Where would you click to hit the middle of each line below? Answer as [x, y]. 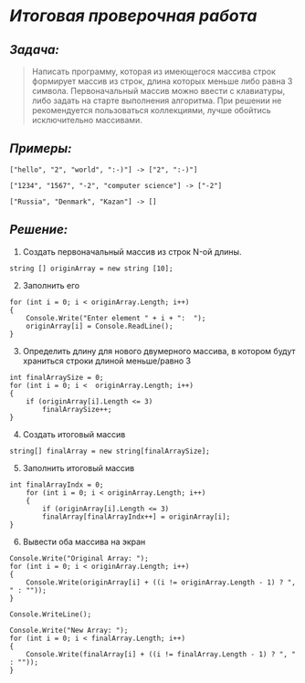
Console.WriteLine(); [51, 614]
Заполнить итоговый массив [79, 468]
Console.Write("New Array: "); [69, 630]
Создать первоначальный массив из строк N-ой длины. [132, 251]
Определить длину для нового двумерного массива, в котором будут [159, 351]
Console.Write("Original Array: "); [79, 558]
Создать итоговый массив [74, 434]
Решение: [39, 230]
